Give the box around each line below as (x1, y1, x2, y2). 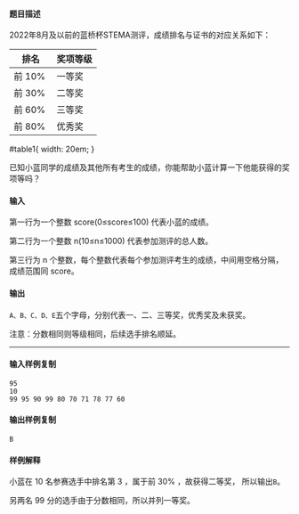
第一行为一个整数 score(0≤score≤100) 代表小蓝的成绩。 (9, 216, 214, 227)
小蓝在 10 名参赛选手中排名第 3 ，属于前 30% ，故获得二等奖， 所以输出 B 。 (9, 477, 286, 487)
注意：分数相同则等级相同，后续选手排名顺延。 (9, 328, 181, 339)
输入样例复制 (9, 359, 56, 370)
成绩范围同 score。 (9, 265, 79, 276)
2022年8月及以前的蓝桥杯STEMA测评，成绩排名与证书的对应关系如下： (9, 29, 271, 40)
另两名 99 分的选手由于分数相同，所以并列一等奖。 (9, 495, 196, 506)
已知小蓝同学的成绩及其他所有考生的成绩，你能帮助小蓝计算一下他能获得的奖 (9, 162, 290, 173)
